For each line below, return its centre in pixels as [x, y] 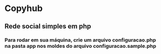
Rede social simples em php [48, 26]
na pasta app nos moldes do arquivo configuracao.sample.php [80, 46]
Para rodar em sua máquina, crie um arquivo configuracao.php [80, 40]
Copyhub [24, 8]
